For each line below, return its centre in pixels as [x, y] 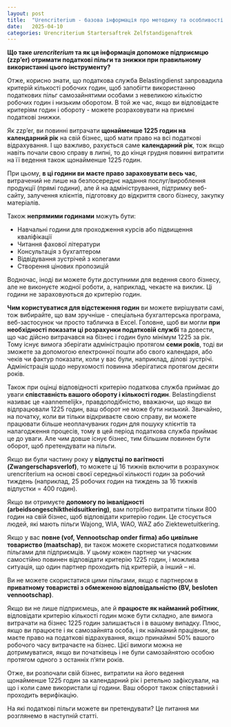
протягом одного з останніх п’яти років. [66, 660]
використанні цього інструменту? [59, 67]
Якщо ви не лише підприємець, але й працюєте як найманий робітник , [113, 608]
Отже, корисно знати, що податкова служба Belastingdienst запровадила [115, 81]
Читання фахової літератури [59, 244]
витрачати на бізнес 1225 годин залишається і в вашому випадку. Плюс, [114, 623]
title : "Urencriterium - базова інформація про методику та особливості [115, 20]
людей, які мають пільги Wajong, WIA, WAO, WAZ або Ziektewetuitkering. [113, 524]
